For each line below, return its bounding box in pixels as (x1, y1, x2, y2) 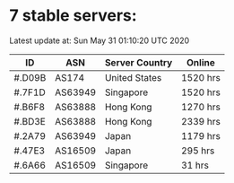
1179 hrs (180, 129, 221, 142)
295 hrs (180, 144, 215, 157)
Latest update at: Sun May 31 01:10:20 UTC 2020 (9, 35, 190, 46)
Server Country (104, 56, 173, 68)
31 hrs (180, 159, 209, 171)
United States (104, 71, 162, 83)
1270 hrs (180, 100, 221, 113)
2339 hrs (180, 115, 221, 127)
